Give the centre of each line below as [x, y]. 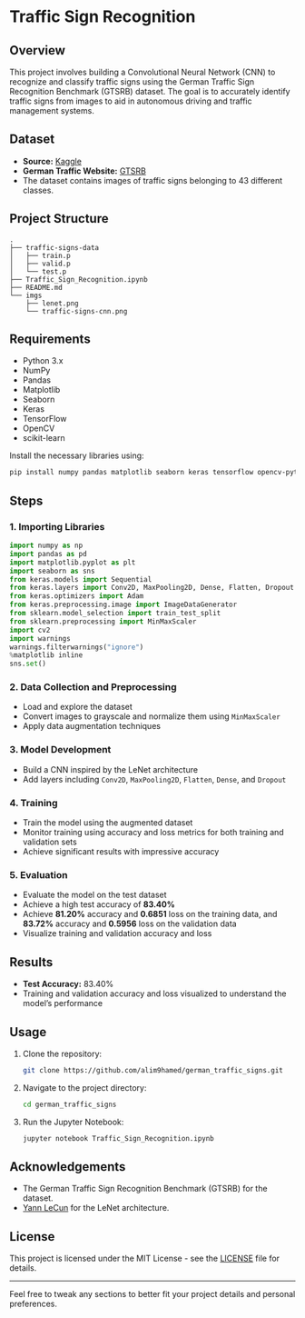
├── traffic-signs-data [54, 247]
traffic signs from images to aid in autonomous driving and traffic [131, 101]
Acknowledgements [68, 1167]
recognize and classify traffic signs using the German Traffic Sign [132, 82]
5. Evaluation [39, 874]
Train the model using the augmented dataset [108, 823]
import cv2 [30, 630]
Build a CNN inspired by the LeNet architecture [110, 769]
